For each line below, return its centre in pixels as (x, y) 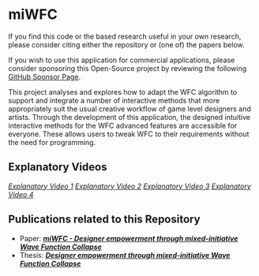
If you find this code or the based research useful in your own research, (125, 36)
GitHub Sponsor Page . (45, 76)
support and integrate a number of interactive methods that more (114, 100)
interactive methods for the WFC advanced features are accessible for (123, 125)
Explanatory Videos (58, 167)
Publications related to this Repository (104, 220)
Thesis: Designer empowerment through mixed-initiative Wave (125, 255)
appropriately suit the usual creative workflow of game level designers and (129, 109)
